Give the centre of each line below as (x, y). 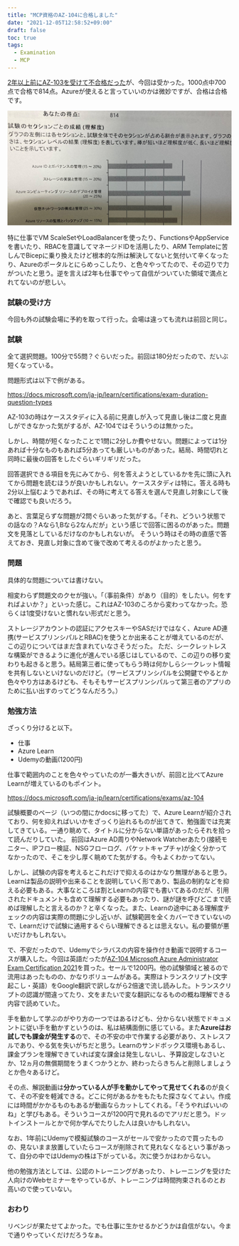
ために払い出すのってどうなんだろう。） (65, 690)
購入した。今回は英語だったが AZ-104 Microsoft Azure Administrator (119, 958)
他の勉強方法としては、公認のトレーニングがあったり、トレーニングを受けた (119, 1171)
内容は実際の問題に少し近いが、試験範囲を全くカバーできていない (128, 916)
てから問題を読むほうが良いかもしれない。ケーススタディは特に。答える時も (119, 483)
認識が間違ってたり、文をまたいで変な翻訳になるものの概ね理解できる (128, 994)
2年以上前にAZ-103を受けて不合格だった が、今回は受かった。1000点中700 (117, 82)
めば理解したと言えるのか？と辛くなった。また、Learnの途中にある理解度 (116, 908)
